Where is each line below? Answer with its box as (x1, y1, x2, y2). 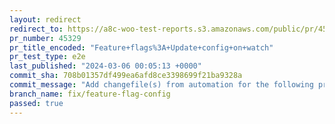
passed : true (9, 98, 64, 108)
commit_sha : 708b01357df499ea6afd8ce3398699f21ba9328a (9, 71, 243, 81)
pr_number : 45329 (9, 33, 82, 43)
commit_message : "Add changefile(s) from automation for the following (9, 80, 314, 90)
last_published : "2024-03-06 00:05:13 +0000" (9, 61, 202, 71)
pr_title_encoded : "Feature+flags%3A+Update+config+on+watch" (9, 42, 274, 53)
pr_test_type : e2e (9, 52, 86, 62)
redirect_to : (9, 24, 64, 34)
